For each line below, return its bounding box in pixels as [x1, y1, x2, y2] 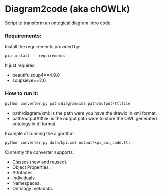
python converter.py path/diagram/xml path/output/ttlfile [5, 101, 131, 106]
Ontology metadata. [12, 186, 53, 192]
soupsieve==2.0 [12, 77, 46, 83]
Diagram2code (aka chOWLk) [5, 3, 130, 15]
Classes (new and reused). [12, 159, 68, 165]
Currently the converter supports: [5, 149, 74, 155]
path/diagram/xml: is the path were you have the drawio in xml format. [12, 110, 157, 116]
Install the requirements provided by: [5, 44, 81, 50]
